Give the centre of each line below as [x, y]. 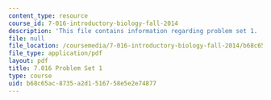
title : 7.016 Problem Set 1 [56, 69]
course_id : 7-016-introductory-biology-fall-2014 [94, 23]
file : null [27, 38]
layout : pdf [28, 61]
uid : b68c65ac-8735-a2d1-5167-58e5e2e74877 [83, 83]
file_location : [34, 46]
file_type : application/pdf [56, 53]
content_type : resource [48, 16]
